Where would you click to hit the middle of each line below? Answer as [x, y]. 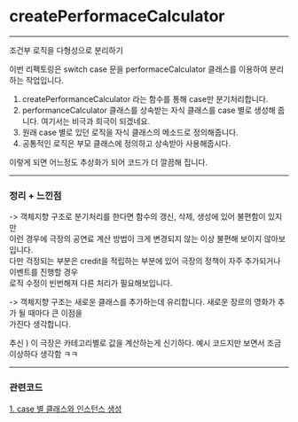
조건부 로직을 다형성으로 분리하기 [67, 50]
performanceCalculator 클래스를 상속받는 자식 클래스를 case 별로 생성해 [149, 110]
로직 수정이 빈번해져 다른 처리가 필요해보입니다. [91, 283]
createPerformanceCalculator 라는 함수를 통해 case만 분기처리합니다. [145, 98]
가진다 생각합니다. [40, 324]
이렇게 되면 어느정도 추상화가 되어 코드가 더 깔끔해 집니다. [109, 162]
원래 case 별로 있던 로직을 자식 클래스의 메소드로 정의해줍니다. [130, 132]
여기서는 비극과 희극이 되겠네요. [96, 121]
